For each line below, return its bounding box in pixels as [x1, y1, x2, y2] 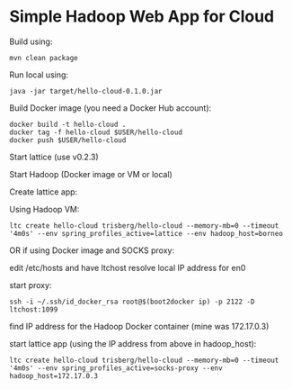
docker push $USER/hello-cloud [9, 135, 127, 145]
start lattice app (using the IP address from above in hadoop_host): [9, 338, 257, 348]
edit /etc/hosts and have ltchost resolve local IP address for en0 [9, 262, 246, 273]
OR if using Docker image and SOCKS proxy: [9, 245, 175, 256]
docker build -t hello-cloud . [9, 120, 127, 129]
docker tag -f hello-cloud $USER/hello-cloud [9, 128, 182, 137]
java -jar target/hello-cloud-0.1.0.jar [9, 86, 164, 95]
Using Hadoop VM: [9, 204, 80, 214]
